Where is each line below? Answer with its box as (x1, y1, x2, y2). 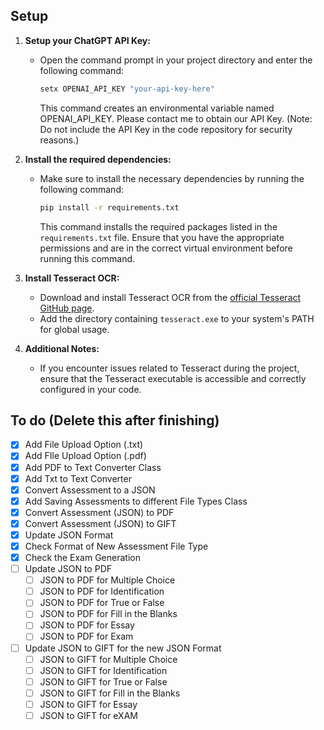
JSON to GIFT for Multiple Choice (39, 653, 178, 665)
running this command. (39, 252, 136, 264)
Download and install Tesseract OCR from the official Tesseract (39, 291, 302, 303)
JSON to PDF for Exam (39, 630, 134, 643)
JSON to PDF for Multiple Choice (39, 574, 176, 586)
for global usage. (39, 323, 110, 335)
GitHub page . (39, 302, 95, 314)
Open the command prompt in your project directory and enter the (39, 54, 313, 66)
